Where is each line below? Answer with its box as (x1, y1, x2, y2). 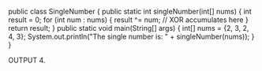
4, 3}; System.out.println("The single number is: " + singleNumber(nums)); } (8, 32, 255, 41)
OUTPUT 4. (8, 55, 46, 65)
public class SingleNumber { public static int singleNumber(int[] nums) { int (8, 7, 253, 16)
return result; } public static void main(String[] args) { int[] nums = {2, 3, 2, (8, 24, 249, 32)
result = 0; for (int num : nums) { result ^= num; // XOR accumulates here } (8, 15, 249, 24)
